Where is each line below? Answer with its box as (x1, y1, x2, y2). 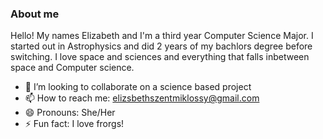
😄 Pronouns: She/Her (24, 107, 116, 119)
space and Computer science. (10, 62, 135, 74)
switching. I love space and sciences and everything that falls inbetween (10, 51, 310, 63)
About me (10, 7, 60, 21)
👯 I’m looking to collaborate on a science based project (24, 81, 252, 93)
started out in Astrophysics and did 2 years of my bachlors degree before (10, 40, 313, 52)
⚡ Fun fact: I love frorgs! (24, 118, 125, 130)
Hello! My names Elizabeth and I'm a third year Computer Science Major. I (10, 30, 314, 42)
